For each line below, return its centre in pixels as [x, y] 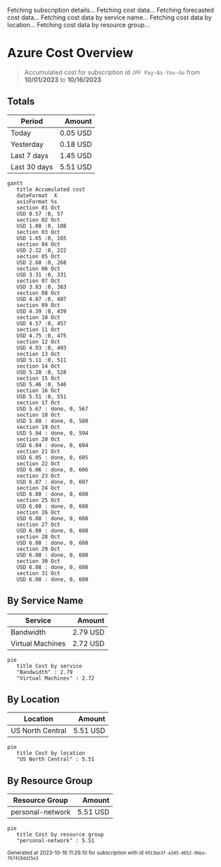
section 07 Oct [38, 281]
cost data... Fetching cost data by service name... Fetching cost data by [109, 17]
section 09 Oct [38, 305]
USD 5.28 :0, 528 [42, 372]
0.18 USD [76, 144]
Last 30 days [32, 166]
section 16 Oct [38, 390]
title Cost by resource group [60, 835]
